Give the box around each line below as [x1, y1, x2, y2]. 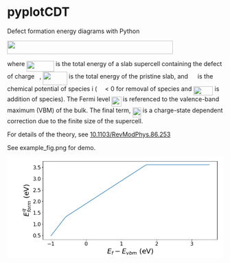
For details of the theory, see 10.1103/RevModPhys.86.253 [7, 130, 171, 138]
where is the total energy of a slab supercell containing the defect [7, 60, 222, 68]
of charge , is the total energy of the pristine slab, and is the [7, 72, 214, 80]
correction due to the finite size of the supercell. [7, 116, 143, 125]
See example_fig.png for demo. [7, 143, 96, 151]
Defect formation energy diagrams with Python [7, 27, 140, 35]
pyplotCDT [7, 4, 70, 20]
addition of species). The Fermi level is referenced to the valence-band [7, 95, 220, 103]
